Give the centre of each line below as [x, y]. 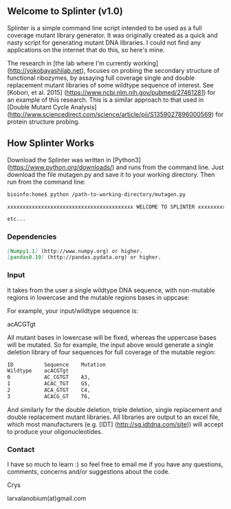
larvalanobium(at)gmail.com [47, 499]
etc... [16, 219]
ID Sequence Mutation [57, 365]
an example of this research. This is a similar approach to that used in [106, 100]
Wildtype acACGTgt [38, 371]
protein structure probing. [44, 121]
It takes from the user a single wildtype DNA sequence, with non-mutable [111, 290]
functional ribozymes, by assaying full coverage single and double [101, 78]
